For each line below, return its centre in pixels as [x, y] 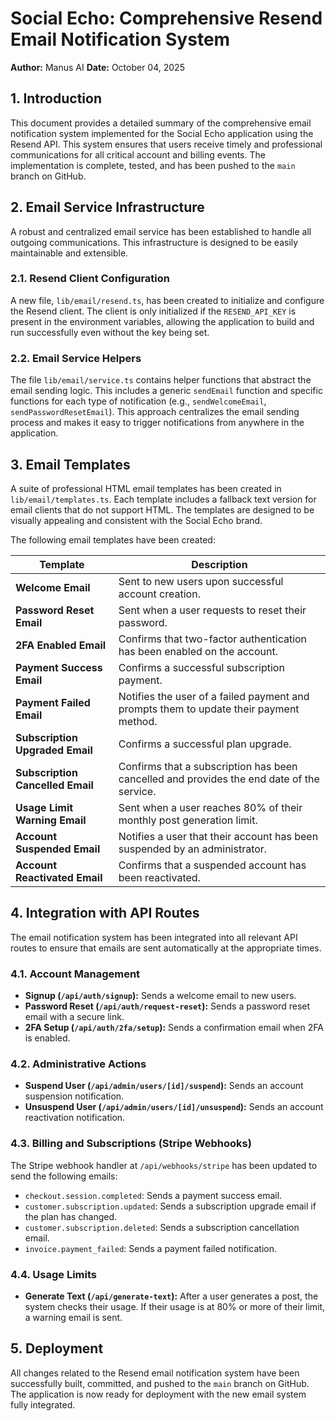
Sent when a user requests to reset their [212, 610]
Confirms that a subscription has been [208, 766]
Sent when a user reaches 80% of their [210, 807]
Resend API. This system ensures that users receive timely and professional [166, 144]
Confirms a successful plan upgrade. [205, 744]
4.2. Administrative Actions [78, 1064]
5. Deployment [57, 1348]
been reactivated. [159, 877]
